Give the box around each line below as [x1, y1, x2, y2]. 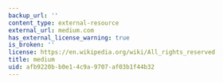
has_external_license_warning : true [8, 33, 130, 42]
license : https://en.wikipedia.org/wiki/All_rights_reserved [8, 48, 216, 56]
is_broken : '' [8, 41, 56, 49]
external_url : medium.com [8, 26, 94, 34]
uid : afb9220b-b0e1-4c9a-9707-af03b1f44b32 [8, 63, 155, 71]
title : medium [8, 56, 56, 64]
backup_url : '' [8, 11, 59, 20]
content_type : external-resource [8, 19, 119, 27]
